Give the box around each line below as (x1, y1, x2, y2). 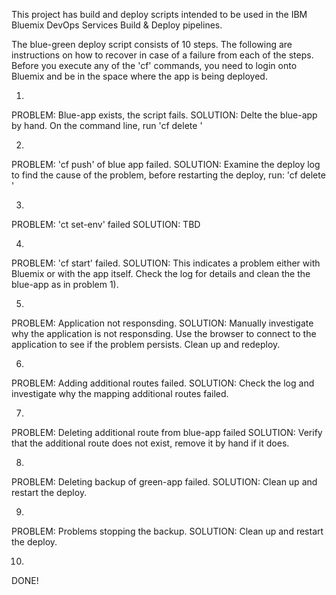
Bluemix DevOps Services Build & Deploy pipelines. (11, 19, 223, 31)
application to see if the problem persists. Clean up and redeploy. (11, 339, 281, 350)
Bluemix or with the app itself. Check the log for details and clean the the (11, 268, 311, 279)
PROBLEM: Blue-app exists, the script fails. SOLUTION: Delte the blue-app (11, 109, 318, 121)
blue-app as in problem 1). (11, 279, 119, 290)
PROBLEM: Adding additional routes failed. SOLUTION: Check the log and (11, 377, 315, 389)
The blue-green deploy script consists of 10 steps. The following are (11, 39, 293, 50)
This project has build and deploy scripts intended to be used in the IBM (11, 9, 308, 20)
